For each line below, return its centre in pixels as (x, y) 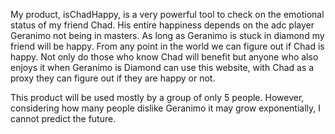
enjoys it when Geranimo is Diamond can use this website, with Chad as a (162, 67)
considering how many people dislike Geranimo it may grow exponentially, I (165, 108)
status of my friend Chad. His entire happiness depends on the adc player (162, 25)
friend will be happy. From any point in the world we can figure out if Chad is (167, 46)
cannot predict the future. (63, 118)
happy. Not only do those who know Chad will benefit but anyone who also (164, 57)
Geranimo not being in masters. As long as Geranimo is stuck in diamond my (167, 35)
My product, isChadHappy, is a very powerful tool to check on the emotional (167, 14)
